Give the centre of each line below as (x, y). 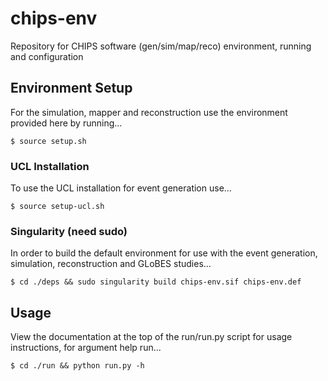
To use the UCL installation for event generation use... (121, 188)
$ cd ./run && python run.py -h (77, 366)
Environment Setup (71, 88)
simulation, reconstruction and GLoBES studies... (111, 264)
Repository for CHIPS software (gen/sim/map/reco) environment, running (161, 46)
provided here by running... (66, 123)
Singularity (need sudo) (69, 231)
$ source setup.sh (48, 141)
